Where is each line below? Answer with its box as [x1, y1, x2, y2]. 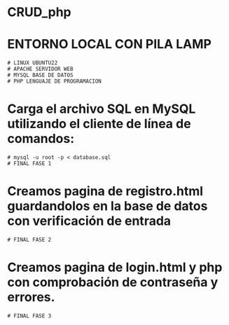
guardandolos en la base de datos [7, 198, 208, 214]
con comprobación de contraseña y [7, 275, 218, 291]
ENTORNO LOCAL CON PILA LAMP [7, 36, 212, 53]
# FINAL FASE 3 [7, 312, 52, 319]
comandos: [7, 131, 75, 147]
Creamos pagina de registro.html [7, 184, 204, 200]
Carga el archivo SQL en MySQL [7, 101, 196, 117]
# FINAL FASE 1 [7, 160, 52, 167]
